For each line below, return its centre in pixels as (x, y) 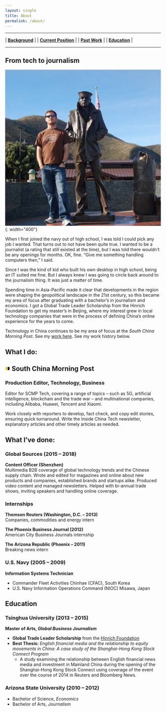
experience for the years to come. (40, 322)
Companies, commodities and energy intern (50, 520)
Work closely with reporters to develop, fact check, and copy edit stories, (80, 414)
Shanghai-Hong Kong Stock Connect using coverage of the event (86, 670)
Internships (19, 504)
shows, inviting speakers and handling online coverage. (62, 491)
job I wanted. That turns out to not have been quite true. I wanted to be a (79, 244)
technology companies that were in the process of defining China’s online (80, 316)
